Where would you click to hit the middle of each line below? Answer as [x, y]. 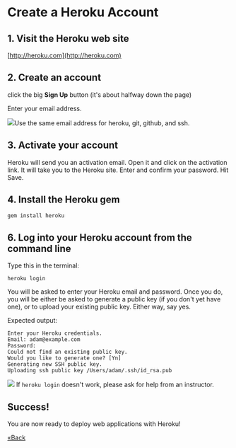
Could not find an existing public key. [68, 352]
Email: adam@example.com [44, 340]
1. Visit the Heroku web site [68, 39]
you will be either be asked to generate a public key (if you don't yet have [114, 299]
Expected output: [33, 321]
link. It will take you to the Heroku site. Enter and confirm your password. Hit [118, 170]
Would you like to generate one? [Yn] [64, 358]
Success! [28, 407]
